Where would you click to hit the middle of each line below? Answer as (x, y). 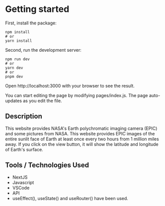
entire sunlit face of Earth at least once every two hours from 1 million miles (82, 139)
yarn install (19, 41)
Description (24, 116)
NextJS (20, 177)
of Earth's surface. (24, 149)
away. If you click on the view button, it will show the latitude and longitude (82, 144)
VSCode (21, 188)
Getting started (37, 9)
